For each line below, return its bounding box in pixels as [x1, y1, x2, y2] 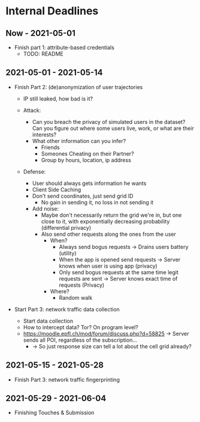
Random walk [59, 294, 93, 301]
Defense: [23, 168, 46, 175]
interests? [32, 130, 57, 138]
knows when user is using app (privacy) [59, 262, 158, 269]
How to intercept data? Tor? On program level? [23, 323, 139, 330]
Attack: [23, 107, 41, 114]
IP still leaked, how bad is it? [23, 95, 93, 102]
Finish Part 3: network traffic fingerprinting [14, 376, 120, 383]
